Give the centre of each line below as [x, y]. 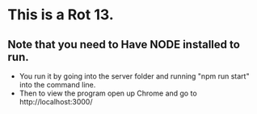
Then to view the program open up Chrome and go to [108, 93]
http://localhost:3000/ [56, 102]
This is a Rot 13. [61, 15]
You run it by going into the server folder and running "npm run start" [134, 76]
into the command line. [57, 85]
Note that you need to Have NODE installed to [124, 45]
